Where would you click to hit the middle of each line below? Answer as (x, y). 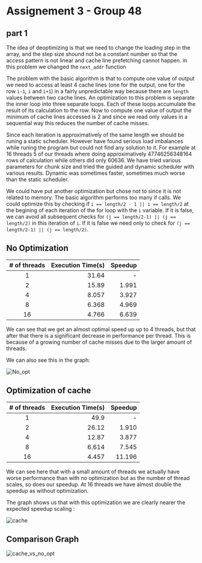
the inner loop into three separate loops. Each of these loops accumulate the (101, 104)
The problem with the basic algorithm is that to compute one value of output (100, 78)
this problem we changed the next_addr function (66, 67)
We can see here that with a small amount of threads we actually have (93, 471)
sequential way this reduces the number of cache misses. (78, 123)
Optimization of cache (49, 391)
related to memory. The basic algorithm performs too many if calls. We (94, 197)
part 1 (17, 33)
